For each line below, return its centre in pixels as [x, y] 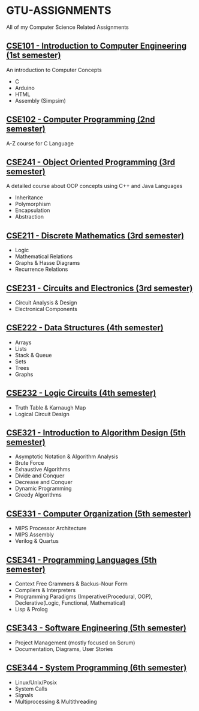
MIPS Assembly [34, 534]
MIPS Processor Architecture [51, 528]
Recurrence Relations [41, 269]
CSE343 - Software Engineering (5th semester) [97, 628]
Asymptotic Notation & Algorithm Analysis [67, 456]
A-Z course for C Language [40, 143]
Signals [24, 695]
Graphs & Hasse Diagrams [47, 263]
